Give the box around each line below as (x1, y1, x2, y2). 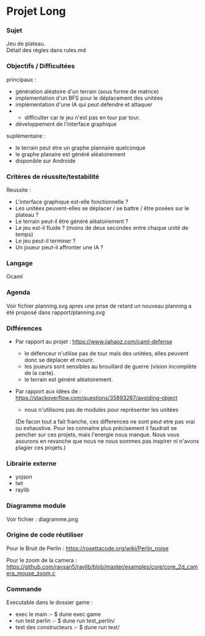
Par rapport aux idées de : (15, 387, 81, 395)
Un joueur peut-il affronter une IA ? (15, 244, 103, 251)
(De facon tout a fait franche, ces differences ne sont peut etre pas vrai (15, 418, 195, 425)
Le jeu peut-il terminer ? (15, 237, 76, 244)
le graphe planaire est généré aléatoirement (15, 150, 125, 157)
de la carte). (24, 369, 55, 376)
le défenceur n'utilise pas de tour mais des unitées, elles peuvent (24, 349, 188, 357)
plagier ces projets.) (15, 444, 66, 451)
